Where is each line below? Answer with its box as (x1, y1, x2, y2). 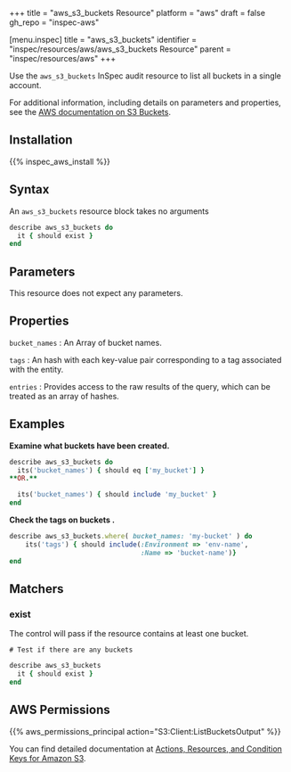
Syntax (9, 182, 50, 197)
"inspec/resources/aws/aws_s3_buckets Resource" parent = (9, 44, 231, 54)
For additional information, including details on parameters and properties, (9, 97, 282, 108)
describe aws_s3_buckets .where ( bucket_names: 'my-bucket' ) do (9, 532, 253, 541)
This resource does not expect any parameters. (9, 288, 183, 299)
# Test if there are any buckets (9, 645, 133, 654)
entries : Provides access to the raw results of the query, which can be (9, 381, 271, 391)
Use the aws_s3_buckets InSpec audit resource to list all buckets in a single (9, 70, 282, 81)
